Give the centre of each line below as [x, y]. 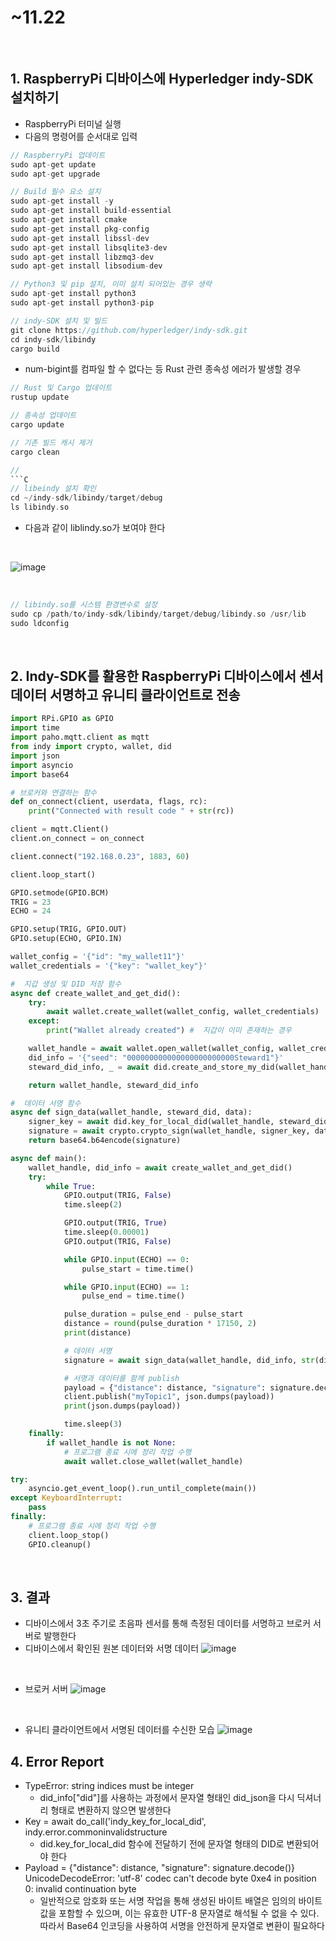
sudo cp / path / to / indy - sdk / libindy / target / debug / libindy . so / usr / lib [158, 614]
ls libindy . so [40, 507]
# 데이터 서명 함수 [46, 1103]
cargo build [35, 349]
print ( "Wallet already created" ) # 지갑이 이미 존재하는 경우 [169, 1031]
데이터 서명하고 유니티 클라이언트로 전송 [125, 695]
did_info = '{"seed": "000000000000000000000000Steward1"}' [156, 1057]
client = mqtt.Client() [60, 829]
